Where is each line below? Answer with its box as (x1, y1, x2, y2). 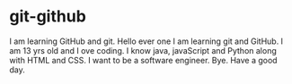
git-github (9, 6, 87, 27)
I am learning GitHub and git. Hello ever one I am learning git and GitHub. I (9, 36, 284, 46)
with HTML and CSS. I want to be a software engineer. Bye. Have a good (9, 55, 278, 65)
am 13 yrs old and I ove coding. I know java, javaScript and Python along (9, 45, 277, 55)
